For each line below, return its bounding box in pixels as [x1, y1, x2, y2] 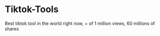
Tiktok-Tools [5, 4, 59, 15]
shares [5, 25, 19, 31]
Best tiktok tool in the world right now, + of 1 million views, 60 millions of [5, 20, 155, 26]
